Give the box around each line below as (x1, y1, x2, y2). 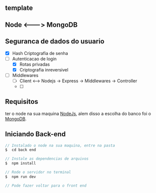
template (5, 4, 33, 12)
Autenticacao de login (12, 56, 57, 62)
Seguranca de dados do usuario (5, 37, 104, 46)
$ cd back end (5, 147, 36, 152)
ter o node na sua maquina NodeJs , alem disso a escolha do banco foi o (5, 110, 151, 117)
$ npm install (5, 161, 36, 166)
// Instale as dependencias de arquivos (5, 156, 89, 161)
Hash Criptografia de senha (12, 50, 68, 56)
